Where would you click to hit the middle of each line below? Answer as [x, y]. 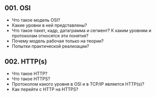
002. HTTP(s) [26, 62]
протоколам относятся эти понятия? [50, 35]
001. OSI [18, 8]
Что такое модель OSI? [36, 20]
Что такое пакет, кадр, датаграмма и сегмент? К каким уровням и [81, 30]
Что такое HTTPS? [31, 79]
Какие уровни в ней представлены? [49, 25]
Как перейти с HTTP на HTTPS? [45, 89]
